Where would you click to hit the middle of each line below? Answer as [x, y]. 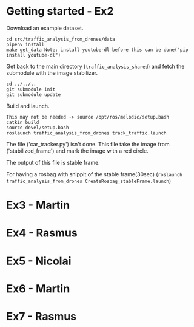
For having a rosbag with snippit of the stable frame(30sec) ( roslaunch [95, 174]
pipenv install [25, 44]
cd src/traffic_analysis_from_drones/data [61, 39]
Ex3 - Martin [38, 205]
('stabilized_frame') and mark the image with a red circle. [77, 151]
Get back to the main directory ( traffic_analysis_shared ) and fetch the [95, 66]
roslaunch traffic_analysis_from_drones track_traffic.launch [86, 133]
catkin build [23, 122]
